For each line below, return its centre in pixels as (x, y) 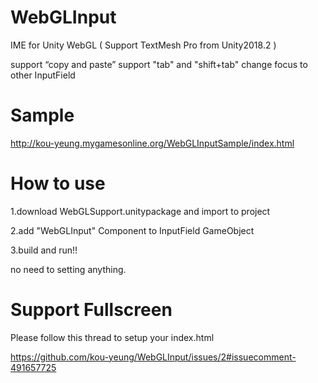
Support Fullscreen (91, 310)
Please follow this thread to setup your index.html (112, 337)
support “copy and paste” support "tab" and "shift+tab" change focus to (159, 64)
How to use (58, 183)
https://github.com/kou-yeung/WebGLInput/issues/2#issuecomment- (153, 357)
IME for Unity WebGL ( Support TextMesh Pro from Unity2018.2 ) (143, 45)
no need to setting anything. (68, 269)
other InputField (43, 75)
